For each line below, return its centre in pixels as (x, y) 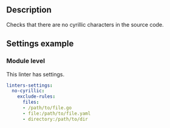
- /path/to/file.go (47, 108)
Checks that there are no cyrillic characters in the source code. (85, 24)
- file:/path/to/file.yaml (56, 113)
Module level (26, 61)
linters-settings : (29, 85)
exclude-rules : (36, 96)
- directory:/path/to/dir (55, 119)
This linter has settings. (36, 74)
